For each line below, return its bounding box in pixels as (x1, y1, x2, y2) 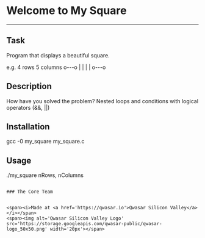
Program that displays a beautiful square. (6, 51, 110, 59)
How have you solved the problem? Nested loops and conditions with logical (6, 97, 199, 104)
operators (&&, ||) (6, 104, 50, 111)
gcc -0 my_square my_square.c (6, 138, 85, 145)
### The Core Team (6, 189, 53, 195)
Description (6, 81, 52, 92)
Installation (6, 121, 50, 132)
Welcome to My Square (6, 4, 127, 18)
